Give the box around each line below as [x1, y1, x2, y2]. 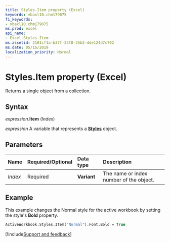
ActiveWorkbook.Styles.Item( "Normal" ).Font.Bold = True [5, 222, 125, 227]
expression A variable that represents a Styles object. [5, 126, 117, 132]
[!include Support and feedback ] [5, 231, 72, 237]
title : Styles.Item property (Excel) [5, 7, 85, 13]
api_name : [5, 31, 26, 36]
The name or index [103, 170, 148, 177]
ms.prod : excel [5, 26, 37, 31]
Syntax [5, 102, 28, 111]
